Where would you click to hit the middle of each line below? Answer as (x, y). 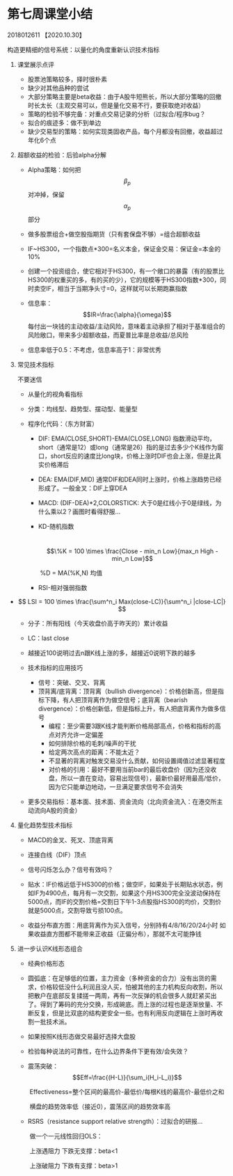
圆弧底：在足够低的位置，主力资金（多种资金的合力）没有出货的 (119, 978)
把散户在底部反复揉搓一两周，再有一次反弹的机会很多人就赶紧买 (119, 995)
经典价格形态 (46, 963)
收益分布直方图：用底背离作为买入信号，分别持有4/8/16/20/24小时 (123, 925)
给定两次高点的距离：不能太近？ (94, 752)
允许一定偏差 (86, 734)
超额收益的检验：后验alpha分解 (62, 154)
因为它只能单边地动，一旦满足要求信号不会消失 (115, 786)
